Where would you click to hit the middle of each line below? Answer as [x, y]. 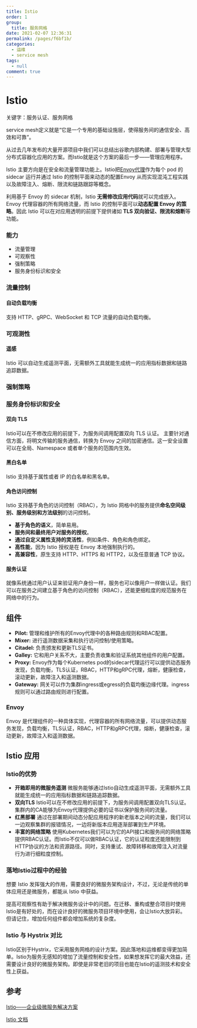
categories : [21, 45]
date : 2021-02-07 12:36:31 [39, 33]
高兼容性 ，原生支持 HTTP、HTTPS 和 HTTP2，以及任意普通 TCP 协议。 [101, 554]
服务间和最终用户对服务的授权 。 [53, 532]
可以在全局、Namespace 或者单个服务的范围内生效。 [70, 448]
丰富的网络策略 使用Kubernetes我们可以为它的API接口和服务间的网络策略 [103, 832]
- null [19, 66]
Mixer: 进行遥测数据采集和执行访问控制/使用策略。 [76, 640]
